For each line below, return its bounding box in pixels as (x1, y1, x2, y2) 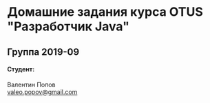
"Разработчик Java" (7, 19, 129, 34)
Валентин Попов (7, 80, 56, 89)
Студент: (7, 65, 35, 73)
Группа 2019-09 (7, 46, 80, 58)
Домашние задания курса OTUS (7, 4, 203, 20)
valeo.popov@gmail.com (7, 87, 78, 96)
